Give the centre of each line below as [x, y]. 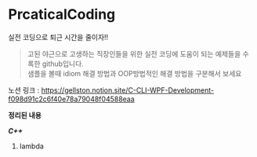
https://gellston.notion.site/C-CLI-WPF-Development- [128, 90]
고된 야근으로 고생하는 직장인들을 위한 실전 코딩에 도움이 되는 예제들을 [134, 53]
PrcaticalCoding [62, 15]
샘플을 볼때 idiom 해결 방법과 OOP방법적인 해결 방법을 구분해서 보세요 [134, 73]
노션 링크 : [24, 90]
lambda [32, 146]
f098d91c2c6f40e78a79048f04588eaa [71, 99]
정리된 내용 [25, 115]
